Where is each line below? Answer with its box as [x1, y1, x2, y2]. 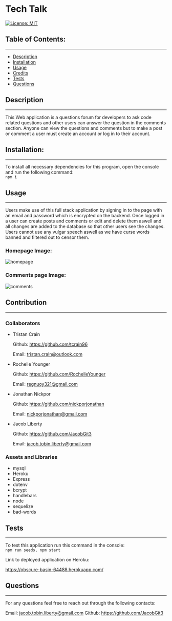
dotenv [12, 481, 28, 488]
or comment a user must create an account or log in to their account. [5, 130, 151, 137]
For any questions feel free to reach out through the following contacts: [5, 599, 156, 606]
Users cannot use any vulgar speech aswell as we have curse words [5, 229, 150, 235]
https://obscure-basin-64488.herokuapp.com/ [5, 567, 104, 573]
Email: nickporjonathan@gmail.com [12, 410, 88, 417]
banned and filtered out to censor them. [5, 234, 90, 240]
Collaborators [5, 319, 40, 327]
